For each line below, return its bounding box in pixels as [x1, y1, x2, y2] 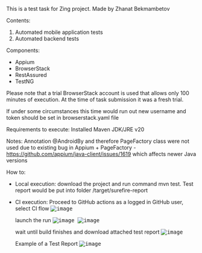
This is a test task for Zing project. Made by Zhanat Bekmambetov [6, 5, 170, 12]
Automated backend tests [14, 35, 80, 42]
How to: [6, 169, 26, 176]
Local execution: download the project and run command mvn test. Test [14, 180, 194, 187]
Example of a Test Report [14, 240, 78, 247]
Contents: [6, 17, 31, 24]
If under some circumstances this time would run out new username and [6, 108, 186, 114]
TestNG [14, 78, 34, 85]
